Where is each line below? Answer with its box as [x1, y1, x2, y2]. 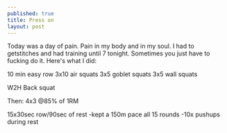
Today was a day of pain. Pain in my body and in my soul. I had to [7, 42, 194, 51]
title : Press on [7, 17, 54, 24]
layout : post [7, 23, 45, 30]
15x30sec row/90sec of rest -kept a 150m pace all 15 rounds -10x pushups [7, 110, 221, 118]
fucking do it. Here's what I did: [7, 57, 97, 65]
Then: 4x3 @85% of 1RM [7, 97, 79, 105]
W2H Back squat [7, 84, 56, 92]
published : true [7, 10, 54, 17]
